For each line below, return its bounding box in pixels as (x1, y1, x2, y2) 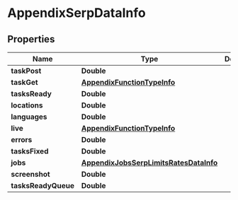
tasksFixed (11, 146, 49, 156)
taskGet (11, 78, 38, 87)
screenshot (11, 170, 51, 179)
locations (11, 100, 43, 110)
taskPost (11, 66, 42, 76)
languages (11, 112, 47, 122)
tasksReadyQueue (11, 181, 75, 190)
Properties (7, 33, 55, 45)
